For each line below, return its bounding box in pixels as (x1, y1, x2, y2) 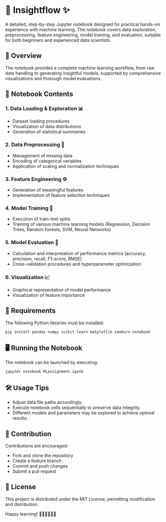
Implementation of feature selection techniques (12, 192, 110, 198)
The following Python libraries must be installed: (5, 320, 104, 326)
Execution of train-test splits (12, 216, 71, 222)
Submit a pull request (12, 468, 56, 474)
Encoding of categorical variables (12, 158, 82, 164)
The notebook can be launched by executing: (5, 360, 98, 366)
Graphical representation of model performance (12, 286, 111, 293)
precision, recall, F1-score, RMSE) (12, 256, 82, 261)
